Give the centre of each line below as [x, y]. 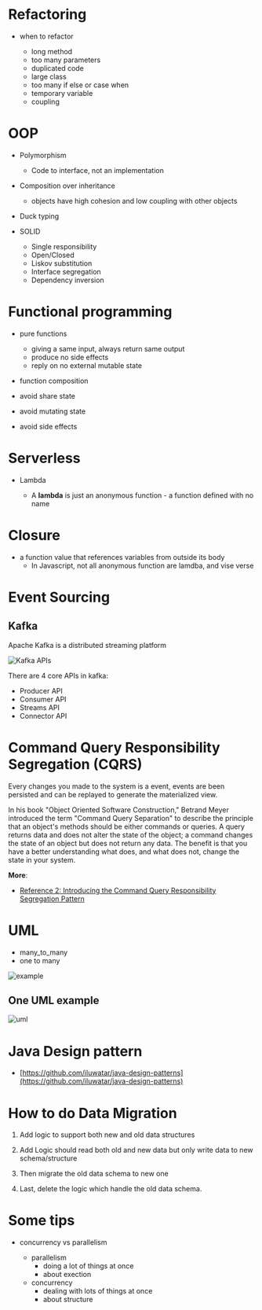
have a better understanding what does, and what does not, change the [124, 852]
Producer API [41, 690]
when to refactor [46, 36]
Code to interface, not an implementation [98, 170]
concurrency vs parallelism [63, 1242]
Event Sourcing [59, 597]
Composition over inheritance [67, 186]
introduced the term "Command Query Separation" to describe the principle [131, 818]
